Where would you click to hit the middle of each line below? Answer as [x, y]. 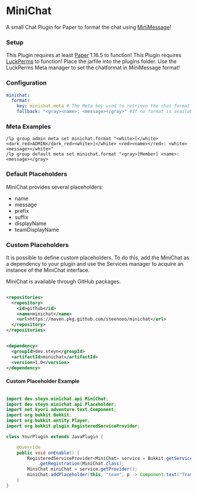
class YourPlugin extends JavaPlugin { [55, 436]
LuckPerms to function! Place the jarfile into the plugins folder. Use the [91, 61]
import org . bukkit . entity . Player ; [48, 421]
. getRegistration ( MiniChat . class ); [81, 464]
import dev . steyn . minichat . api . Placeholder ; [61, 404]
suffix [21, 217]
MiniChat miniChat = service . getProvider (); [82, 469]
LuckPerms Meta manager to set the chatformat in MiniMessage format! [93, 68]
